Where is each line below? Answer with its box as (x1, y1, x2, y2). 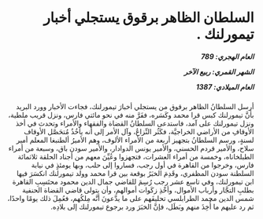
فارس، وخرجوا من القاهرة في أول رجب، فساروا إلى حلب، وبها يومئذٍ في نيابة (31, 160, 254, 170)
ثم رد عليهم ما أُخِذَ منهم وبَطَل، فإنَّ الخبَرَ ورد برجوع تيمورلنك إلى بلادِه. (50, 202, 254, 212)
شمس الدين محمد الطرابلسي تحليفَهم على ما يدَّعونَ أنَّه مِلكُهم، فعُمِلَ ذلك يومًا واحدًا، (7, 194, 254, 203)
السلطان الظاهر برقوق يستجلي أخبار (43, 9, 254, 27)
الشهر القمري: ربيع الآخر (183, 67, 254, 76)
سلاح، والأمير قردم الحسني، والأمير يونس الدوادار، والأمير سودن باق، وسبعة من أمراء (8, 144, 254, 153)
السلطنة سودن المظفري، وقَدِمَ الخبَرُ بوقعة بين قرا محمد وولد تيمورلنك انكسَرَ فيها (17, 169, 254, 178)
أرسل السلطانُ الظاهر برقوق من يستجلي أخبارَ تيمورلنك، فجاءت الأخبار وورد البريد (16, 102, 254, 111)
